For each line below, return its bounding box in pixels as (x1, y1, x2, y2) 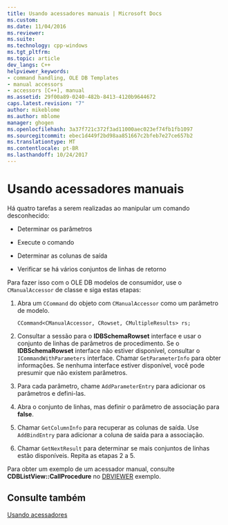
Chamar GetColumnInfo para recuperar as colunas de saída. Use (17, 423, 199, 432)
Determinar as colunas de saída (17, 251, 108, 260)
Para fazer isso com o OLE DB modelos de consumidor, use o (7, 278, 182, 287)
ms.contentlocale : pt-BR (7, 145, 79, 152)
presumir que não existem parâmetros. (17, 368, 128, 376)
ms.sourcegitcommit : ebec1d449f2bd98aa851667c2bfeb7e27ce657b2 (7, 132, 193, 139)
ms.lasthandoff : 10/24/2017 (7, 151, 88, 159)
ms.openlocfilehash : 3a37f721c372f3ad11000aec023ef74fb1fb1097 (7, 126, 193, 133)
